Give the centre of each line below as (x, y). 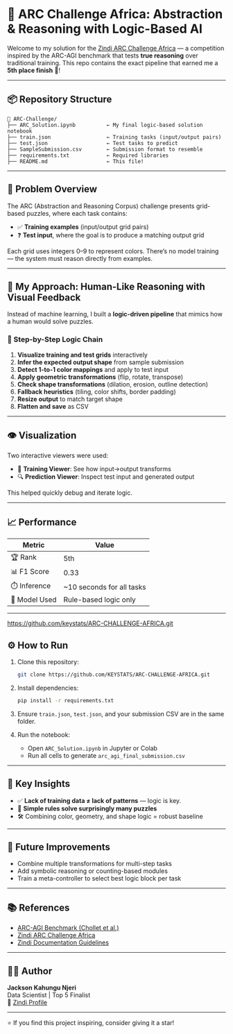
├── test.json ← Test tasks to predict (93, 143)
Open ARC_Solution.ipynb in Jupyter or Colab (93, 748)
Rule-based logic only (100, 600)
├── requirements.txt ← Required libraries (88, 155)
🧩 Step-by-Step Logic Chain (55, 339)
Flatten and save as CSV (53, 406)
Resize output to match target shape (70, 399)
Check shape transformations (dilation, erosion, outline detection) (113, 384)
